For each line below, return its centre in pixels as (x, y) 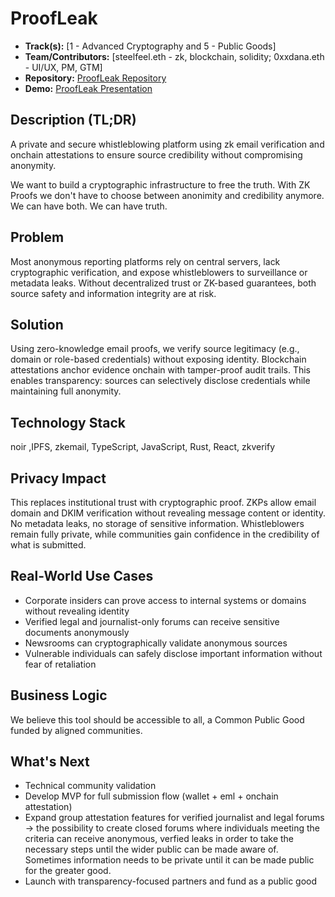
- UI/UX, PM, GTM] (63, 67)
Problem (37, 237)
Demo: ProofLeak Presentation (88, 88)
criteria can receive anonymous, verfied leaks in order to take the (159, 839)
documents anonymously (77, 632)
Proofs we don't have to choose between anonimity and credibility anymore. (167, 195)
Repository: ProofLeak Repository (95, 78)
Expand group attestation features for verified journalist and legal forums (174, 818)
